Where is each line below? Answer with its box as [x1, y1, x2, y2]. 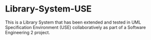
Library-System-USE [5, 3, 92, 14]
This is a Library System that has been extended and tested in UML [5, 19, 141, 25]
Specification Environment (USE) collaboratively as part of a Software [5, 24, 146, 30]
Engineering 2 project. [5, 29, 50, 35]
